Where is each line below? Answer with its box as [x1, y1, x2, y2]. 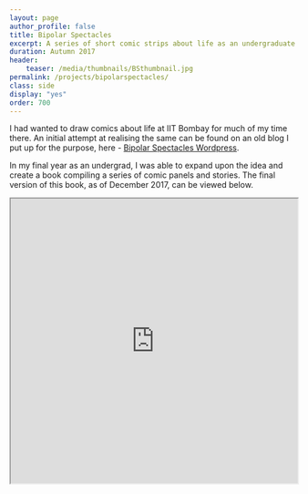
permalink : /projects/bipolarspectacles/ [9, 73, 169, 82]
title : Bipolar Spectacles [9, 30, 112, 39]
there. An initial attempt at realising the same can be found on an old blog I [9, 133, 289, 144]
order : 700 [9, 98, 51, 108]
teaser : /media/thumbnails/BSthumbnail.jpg [26, 65, 194, 74]
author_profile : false [9, 22, 96, 31]
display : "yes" [9, 89, 67, 98]
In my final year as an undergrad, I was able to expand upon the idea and [9, 160, 283, 171]
